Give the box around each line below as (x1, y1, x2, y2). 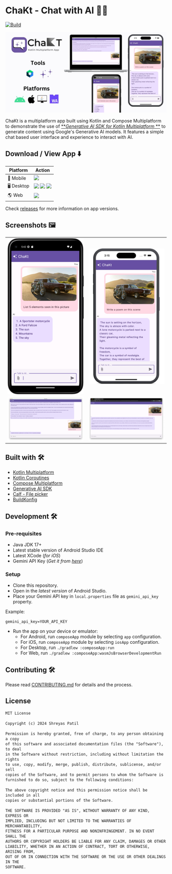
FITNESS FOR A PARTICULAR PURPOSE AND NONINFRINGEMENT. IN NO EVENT (5, 828, 155, 834)
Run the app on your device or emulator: (12, 628, 98, 635)
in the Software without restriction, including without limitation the (5, 751, 164, 757)
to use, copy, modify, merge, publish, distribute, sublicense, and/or (5, 762, 161, 767)
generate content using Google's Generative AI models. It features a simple (5, 128, 164, 135)
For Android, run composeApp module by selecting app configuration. (20, 634, 162, 640)
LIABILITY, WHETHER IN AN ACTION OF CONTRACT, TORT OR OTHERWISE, (5, 844, 150, 849)
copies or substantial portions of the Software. (5, 798, 114, 803)
